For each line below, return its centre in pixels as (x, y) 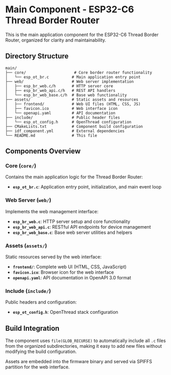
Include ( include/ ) (28, 291)
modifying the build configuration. (41, 352)
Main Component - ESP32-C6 (70, 10)
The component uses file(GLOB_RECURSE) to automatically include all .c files (86, 341)
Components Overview (43, 151)
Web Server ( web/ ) (28, 200)
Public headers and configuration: (41, 302)
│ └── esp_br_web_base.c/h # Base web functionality (66, 95)
